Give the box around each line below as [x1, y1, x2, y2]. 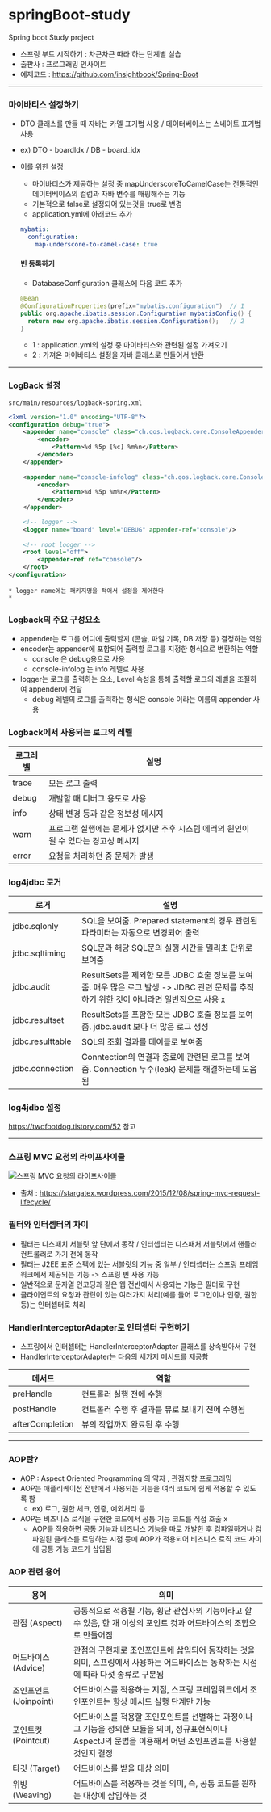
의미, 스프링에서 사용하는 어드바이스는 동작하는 [73, 1656, 240, 1667]
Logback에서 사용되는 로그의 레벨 [8, 727, 133, 738]
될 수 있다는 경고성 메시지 [48, 835, 140, 846]
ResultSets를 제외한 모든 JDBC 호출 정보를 [81, 969, 236, 981]
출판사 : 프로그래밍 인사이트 [19, 59, 107, 69]
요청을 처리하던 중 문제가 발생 [48, 850, 155, 861]
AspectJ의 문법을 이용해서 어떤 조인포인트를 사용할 [73, 1735, 257, 1747]
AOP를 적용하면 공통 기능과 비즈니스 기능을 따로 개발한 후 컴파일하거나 [31, 1524, 254, 1534]
